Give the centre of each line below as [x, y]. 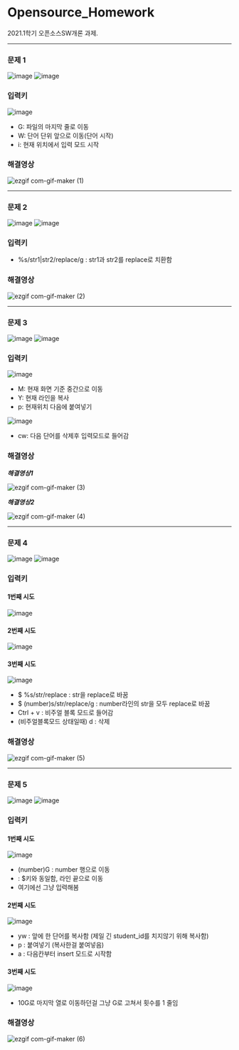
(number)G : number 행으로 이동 [64, 870]
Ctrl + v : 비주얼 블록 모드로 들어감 [65, 713]
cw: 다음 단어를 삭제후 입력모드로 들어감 [73, 436]
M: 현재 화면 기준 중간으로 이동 [60, 389]
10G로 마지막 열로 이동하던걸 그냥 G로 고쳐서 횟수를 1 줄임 [98, 1002]
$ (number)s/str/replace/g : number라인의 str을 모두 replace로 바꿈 [114, 704]
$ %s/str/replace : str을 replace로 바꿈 [73, 695]
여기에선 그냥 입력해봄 [48, 887]
